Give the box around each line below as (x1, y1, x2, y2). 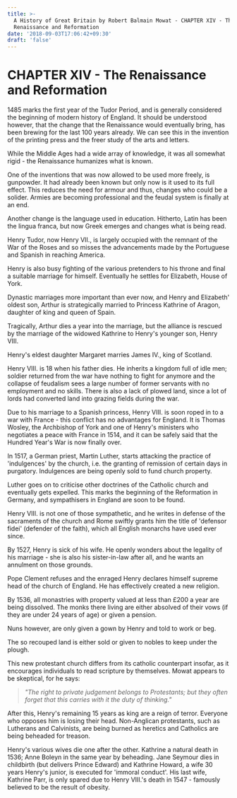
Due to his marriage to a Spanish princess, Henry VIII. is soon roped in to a (7, 408, 224, 417)
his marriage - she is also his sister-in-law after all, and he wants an (7, 553, 204, 562)
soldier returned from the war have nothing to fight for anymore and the (7, 372, 215, 381)
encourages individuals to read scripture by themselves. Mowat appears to (7, 666, 225, 676)
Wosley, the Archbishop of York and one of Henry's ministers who (7, 423, 199, 432)
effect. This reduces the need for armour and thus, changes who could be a (7, 185, 228, 195)
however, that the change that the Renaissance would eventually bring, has (7, 121, 226, 129)
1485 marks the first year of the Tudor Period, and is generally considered (7, 105, 222, 114)
